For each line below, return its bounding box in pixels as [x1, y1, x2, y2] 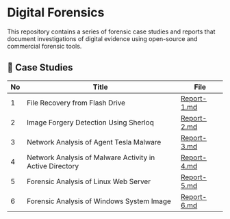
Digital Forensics [7, 5, 105, 21]
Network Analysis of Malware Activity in [27, 153, 155, 162]
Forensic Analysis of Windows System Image [27, 196, 171, 206]
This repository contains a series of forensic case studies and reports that [7, 27, 216, 36]
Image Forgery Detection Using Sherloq [27, 118, 154, 127]
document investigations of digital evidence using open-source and [7, 34, 198, 42]
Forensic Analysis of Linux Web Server [27, 177, 151, 186]
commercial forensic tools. [7, 42, 82, 50]
